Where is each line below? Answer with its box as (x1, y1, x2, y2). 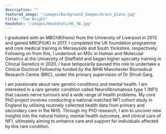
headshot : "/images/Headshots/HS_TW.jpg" (5, 21, 92, 26)
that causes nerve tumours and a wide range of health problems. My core (5, 92, 156, 98)
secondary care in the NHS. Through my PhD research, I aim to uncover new (5, 108, 162, 114)
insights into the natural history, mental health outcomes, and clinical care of (5, 113, 161, 119)
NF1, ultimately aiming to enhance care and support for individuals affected (5, 118, 159, 124)
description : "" (5, 7, 39, 12)
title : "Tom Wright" (5, 16, 48, 21)
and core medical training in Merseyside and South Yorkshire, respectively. (5, 45, 158, 51)
